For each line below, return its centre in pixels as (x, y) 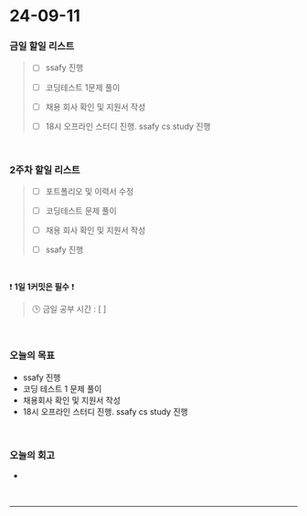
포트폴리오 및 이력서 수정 (90, 192)
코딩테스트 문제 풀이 (81, 211)
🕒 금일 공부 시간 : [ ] (69, 309)
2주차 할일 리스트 (45, 170)
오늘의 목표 (32, 355)
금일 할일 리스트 (42, 47)
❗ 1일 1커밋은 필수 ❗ (42, 287)
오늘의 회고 (32, 455)
